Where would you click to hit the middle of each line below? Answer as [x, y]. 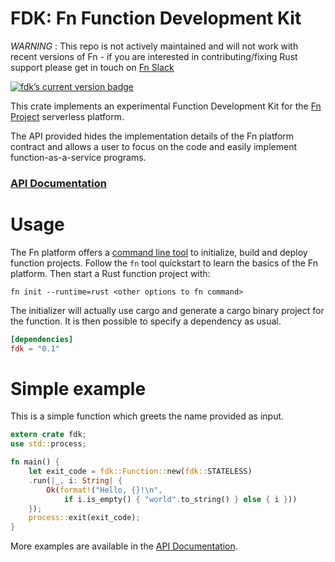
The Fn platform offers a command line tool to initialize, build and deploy [159, 252]
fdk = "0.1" [35, 348]
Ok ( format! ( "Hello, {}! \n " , [104, 490]
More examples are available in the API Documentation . [124, 546]
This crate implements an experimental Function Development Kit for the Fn [166, 106]
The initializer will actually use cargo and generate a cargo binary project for [167, 310]
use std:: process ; [48, 444]
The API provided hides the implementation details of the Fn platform [152, 136]
